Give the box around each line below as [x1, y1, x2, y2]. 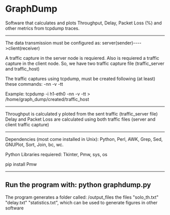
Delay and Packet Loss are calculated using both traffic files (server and [5, 116, 156, 122]
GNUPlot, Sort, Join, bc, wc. [5, 141, 64, 148]
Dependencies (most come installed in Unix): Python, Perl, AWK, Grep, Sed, [5, 136, 163, 142]
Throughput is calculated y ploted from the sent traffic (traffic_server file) [5, 111, 158, 117]
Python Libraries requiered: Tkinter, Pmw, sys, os [5, 151, 108, 157]
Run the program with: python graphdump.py [5, 181, 151, 189]
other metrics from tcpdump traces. [5, 25, 80, 31]
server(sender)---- [102, 40, 142, 46]
